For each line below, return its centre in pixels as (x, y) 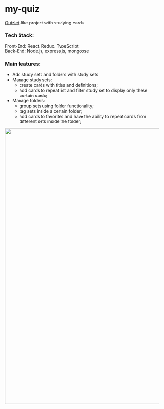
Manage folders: (29, 100)
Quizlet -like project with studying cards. (45, 23)
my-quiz (22, 9)
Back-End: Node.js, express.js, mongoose (47, 51)
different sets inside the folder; (50, 121)
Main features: (23, 64)
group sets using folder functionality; (57, 106)
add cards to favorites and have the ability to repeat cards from (83, 116)
